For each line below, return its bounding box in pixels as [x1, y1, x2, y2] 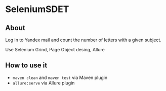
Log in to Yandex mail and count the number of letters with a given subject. [5, 37, 162, 43]
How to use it [5, 61, 48, 70]
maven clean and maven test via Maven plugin [12, 74, 108, 80]
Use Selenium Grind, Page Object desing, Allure [5, 47, 105, 52]
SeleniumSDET [5, 4, 69, 15]
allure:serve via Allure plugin [12, 79, 75, 86]
